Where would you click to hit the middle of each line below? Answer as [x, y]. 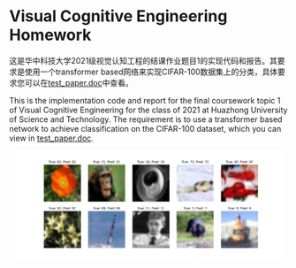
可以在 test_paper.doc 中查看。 [79, 82]
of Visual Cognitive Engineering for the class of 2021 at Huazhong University [148, 110]
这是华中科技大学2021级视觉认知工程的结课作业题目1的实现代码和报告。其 [144, 60]
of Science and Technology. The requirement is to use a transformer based [146, 119]
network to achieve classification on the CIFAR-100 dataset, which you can [145, 128]
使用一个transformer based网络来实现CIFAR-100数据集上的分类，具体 [151, 72]
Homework [50, 35]
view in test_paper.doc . [52, 138]
